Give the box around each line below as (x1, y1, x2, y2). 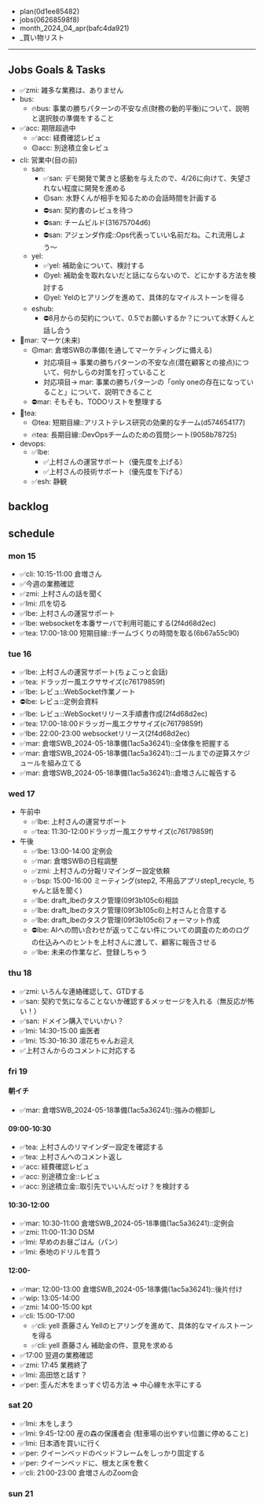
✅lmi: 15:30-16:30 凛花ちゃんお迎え (19, 1036, 135, 1045)
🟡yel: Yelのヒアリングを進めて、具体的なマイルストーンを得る (42, 292, 245, 302)
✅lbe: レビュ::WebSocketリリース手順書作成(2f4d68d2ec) (19, 709, 208, 719)
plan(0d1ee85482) (19, 7, 80, 16)
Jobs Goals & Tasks (8, 63, 106, 77)
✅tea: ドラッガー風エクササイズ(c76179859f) (19, 677, 166, 687)
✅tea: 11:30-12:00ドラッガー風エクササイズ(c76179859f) (31, 827, 214, 836)
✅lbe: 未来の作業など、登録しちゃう (31, 947, 148, 957)
